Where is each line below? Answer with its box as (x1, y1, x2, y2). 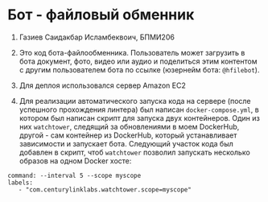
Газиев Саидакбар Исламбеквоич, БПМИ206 (19, 32, 175, 42)
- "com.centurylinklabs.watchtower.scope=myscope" (18, 185, 192, 194)
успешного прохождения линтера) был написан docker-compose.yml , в (19, 105, 259, 114)
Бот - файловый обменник (7, 6, 195, 24)
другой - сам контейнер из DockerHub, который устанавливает (19, 130, 237, 140)
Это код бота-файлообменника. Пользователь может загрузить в (19, 47, 245, 57)
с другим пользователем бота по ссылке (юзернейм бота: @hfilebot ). (19, 64, 260, 74)
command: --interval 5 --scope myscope (7, 171, 142, 179)
